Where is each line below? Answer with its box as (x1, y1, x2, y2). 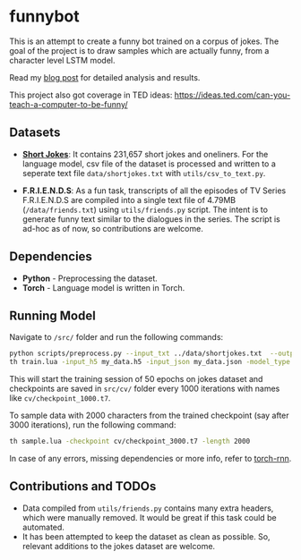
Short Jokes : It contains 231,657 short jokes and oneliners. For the (21, 148, 269, 159)
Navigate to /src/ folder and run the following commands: (9, 332, 224, 343)
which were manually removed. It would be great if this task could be (21, 512, 277, 522)
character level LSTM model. (9, 55, 116, 65)
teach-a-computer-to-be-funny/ (9, 98, 128, 109)
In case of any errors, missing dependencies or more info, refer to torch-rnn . (9, 454, 292, 463)
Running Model (9, 308, 96, 323)
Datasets (9, 125, 61, 140)
